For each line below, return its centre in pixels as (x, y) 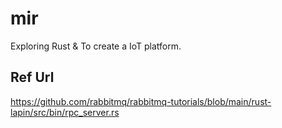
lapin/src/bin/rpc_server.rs (65, 112)
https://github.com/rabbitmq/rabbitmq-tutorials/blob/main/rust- (141, 101)
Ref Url (32, 77)
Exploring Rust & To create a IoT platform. (96, 46)
